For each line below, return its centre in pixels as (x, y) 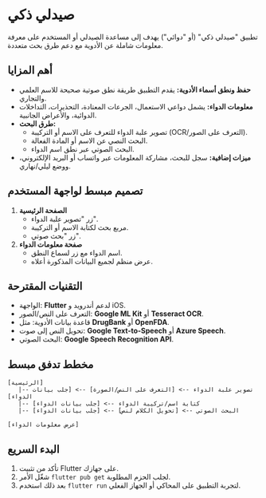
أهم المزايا (30, 71)
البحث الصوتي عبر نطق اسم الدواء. (82, 148)
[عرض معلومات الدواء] (43, 425)
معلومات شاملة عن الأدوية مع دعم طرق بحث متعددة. (86, 45)
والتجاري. (33, 98)
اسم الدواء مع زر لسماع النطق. (76, 252)
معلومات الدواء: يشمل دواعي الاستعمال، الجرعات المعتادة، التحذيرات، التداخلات (136, 106)
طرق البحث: (37, 123)
